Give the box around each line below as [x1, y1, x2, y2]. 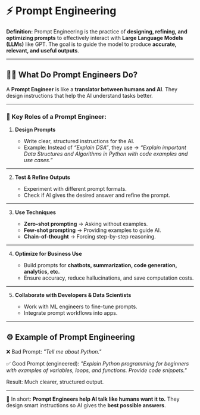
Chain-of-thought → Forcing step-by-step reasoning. [23, 233, 156, 240]
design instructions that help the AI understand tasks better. [6, 92, 153, 99]
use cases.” [23, 157, 53, 164]
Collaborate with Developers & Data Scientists [14, 292, 132, 299]
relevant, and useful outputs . [6, 47, 79, 54]
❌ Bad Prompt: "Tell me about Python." [6, 348, 102, 355]
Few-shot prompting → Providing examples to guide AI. [23, 227, 162, 234]
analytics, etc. [23, 268, 60, 275]
